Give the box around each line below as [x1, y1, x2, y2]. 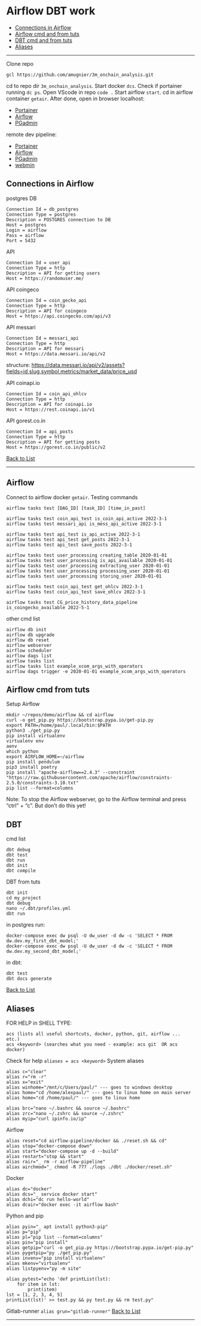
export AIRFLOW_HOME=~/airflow [6, 754, 84, 760]
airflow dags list [6, 653, 52, 659]
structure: [6, 361, 31, 368]
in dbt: [6, 959, 22, 966]
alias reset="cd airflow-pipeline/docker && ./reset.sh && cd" [6, 1138, 167, 1144]
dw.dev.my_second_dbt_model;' [6, 949, 82, 955]
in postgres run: [6, 921, 45, 928]
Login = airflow [6, 227, 47, 233]
